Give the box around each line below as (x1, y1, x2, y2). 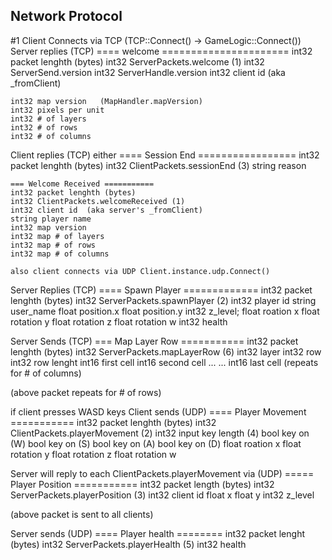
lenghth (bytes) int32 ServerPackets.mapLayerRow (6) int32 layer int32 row (10, 345, 322, 358)
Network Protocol (10, 8, 123, 25)
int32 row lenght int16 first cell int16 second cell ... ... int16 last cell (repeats (10, 356, 319, 368)
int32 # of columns (10, 131, 92, 141)
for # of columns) (10, 367, 82, 379)
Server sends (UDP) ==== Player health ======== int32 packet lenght (10, 527, 305, 539)
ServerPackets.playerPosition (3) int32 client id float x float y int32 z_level (10, 489, 315, 501)
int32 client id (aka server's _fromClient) (10, 205, 203, 215)
